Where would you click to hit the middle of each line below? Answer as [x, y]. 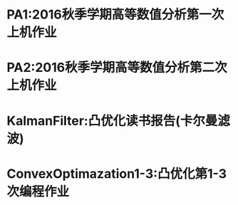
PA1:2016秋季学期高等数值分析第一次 [115, 15]
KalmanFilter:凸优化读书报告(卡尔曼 [112, 121]
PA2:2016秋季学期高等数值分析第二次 [117, 68]
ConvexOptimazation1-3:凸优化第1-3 [117, 173]
